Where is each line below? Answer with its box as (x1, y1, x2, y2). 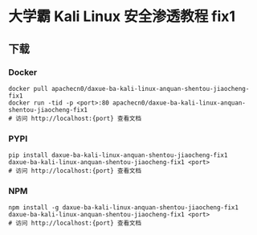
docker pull (8, 85, 48, 93)
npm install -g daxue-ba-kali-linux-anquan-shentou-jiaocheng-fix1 (8, 204, 239, 212)
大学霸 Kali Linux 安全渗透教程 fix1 (8, 7, 235, 26)
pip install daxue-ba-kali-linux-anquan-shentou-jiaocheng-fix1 (8, 151, 228, 159)
